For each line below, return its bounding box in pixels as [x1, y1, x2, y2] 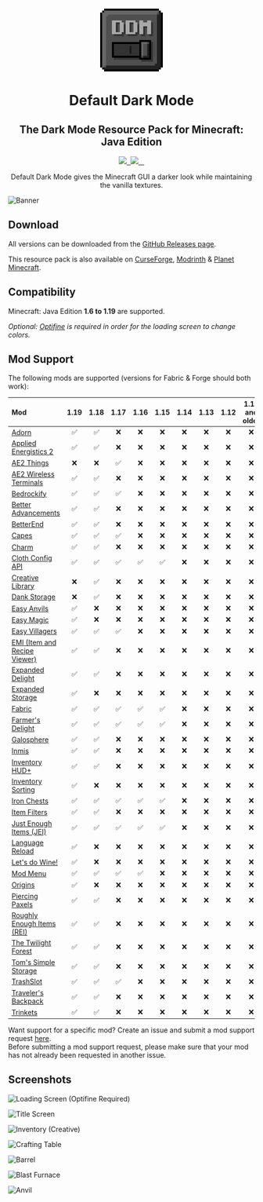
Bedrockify [11, 488, 47, 499]
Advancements [11, 508, 60, 518]
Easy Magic [11, 615, 49, 624]
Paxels [11, 900, 34, 909]
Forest [11, 947, 33, 956]
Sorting [11, 784, 35, 794]
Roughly [11, 911, 38, 920]
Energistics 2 [11, 447, 54, 456]
